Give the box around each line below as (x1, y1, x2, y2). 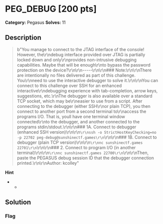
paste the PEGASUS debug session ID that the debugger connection (17, 155, 154, 161)
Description (5, 34, 41, 42)
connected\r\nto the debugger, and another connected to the (17, 119, 140, 124)
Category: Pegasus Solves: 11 (5, 19, 66, 25)
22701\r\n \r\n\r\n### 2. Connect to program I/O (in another (17, 144, 136, 150)
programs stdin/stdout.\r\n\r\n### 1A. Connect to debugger (17, 124, 137, 130)
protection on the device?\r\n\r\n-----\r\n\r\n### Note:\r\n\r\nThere (17, 67, 152, 73)
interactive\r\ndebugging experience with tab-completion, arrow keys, (17, 87, 158, 93)
